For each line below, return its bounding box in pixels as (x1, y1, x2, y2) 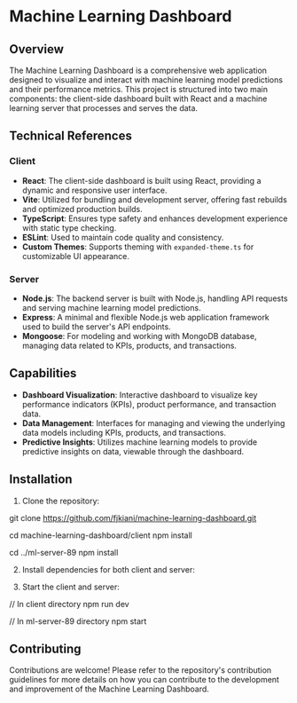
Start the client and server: (21, 581, 120, 592)
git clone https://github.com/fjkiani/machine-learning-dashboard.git (9, 512, 257, 523)
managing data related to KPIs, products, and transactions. (21, 340, 238, 351)
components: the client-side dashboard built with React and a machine (9, 93, 268, 104)
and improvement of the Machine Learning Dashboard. (9, 683, 210, 694)
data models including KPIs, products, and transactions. (21, 427, 226, 438)
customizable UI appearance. (21, 250, 130, 261)
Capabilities (9, 366, 77, 381)
